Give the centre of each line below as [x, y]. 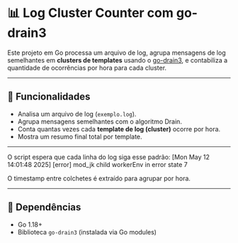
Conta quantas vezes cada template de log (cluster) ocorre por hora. [119, 129]
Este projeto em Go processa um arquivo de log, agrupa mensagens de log [117, 53]
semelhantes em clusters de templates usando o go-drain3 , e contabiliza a [118, 60]
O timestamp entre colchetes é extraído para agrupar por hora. [99, 178]
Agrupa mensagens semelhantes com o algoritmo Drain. [100, 121]
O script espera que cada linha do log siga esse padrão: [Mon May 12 [109, 157]
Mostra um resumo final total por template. [80, 136]
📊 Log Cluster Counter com [90, 13]
